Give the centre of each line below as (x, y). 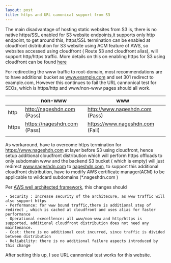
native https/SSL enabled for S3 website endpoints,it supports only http (80, 35)
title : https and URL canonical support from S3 (58, 15)
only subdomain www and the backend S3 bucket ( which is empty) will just (85, 161)
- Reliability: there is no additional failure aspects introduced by (82, 241)
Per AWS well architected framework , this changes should (66, 187)
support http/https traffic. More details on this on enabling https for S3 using (85, 56)
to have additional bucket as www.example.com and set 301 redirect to (80, 77)
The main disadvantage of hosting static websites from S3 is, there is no (81, 29)
